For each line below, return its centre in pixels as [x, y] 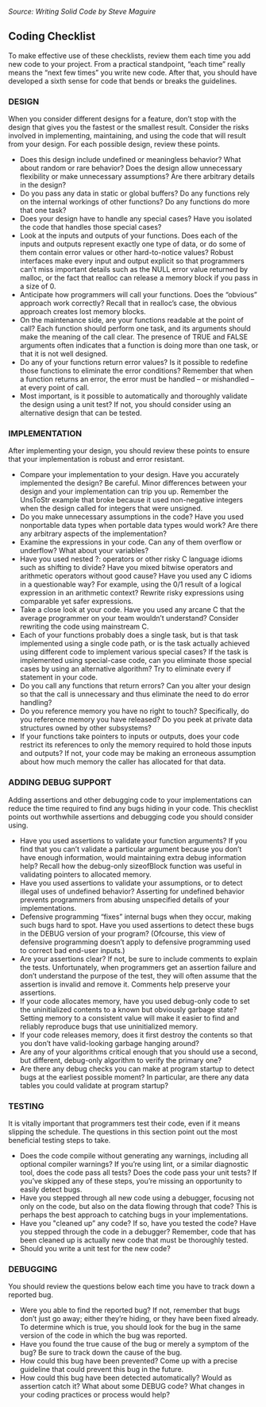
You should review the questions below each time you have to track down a [132, 1286]
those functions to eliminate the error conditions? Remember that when [136, 371]
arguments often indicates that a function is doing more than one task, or [139, 346]
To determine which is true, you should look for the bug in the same [130, 1328]
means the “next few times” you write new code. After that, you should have [133, 72]
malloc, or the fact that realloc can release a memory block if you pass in [139, 278]
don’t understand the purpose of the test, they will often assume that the [138, 975]
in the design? [42, 185]
